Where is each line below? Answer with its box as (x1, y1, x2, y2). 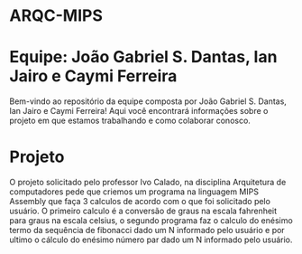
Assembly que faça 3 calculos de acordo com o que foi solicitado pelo (9, 196, 270, 207)
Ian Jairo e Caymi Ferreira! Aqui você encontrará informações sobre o (9, 106, 269, 117)
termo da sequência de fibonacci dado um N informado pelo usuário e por (9, 225, 286, 236)
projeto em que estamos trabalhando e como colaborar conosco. (9, 115, 251, 127)
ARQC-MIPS (9, 5, 104, 26)
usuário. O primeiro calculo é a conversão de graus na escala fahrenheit (9, 205, 278, 217)
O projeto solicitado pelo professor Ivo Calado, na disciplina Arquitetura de (9, 177, 287, 188)
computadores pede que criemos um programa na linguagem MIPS (9, 186, 260, 197)
